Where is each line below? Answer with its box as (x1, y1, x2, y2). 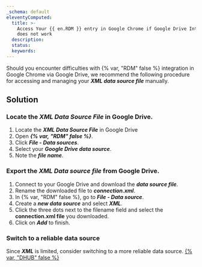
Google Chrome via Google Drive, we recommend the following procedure (6, 70, 190, 78)
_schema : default (6, 8, 50, 15)
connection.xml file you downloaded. (14, 212, 109, 219)
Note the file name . (14, 152, 64, 159)
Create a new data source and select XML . (14, 200, 123, 207)
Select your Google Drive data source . (14, 146, 112, 153)
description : (11, 37, 44, 43)
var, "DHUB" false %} (6, 254, 60, 262)
